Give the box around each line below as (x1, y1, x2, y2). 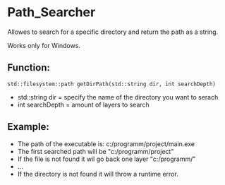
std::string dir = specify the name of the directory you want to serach (17, 92, 219, 101)
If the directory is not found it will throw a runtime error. (17, 169, 178, 178)
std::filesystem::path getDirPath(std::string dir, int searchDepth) (7, 80, 217, 88)
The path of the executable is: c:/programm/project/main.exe (17, 139, 195, 148)
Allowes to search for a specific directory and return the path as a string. (7, 28, 219, 36)
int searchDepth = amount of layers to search (17, 100, 150, 109)
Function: (7, 61, 51, 74)
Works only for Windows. (7, 41, 81, 49)
